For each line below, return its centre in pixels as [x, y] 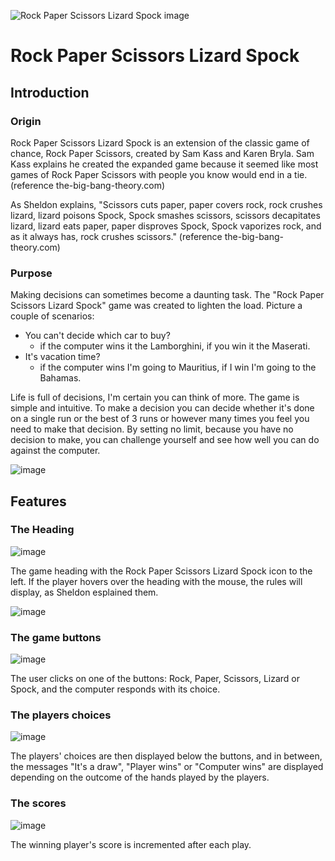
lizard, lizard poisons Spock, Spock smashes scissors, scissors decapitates [165, 215]
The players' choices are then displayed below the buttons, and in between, [166, 756]
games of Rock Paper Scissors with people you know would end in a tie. [159, 174]
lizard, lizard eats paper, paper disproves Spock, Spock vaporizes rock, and [166, 226]
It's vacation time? [62, 357]
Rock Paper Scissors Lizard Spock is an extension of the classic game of [160, 142]
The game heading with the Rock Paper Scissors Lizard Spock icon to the [161, 571]
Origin [26, 121]
